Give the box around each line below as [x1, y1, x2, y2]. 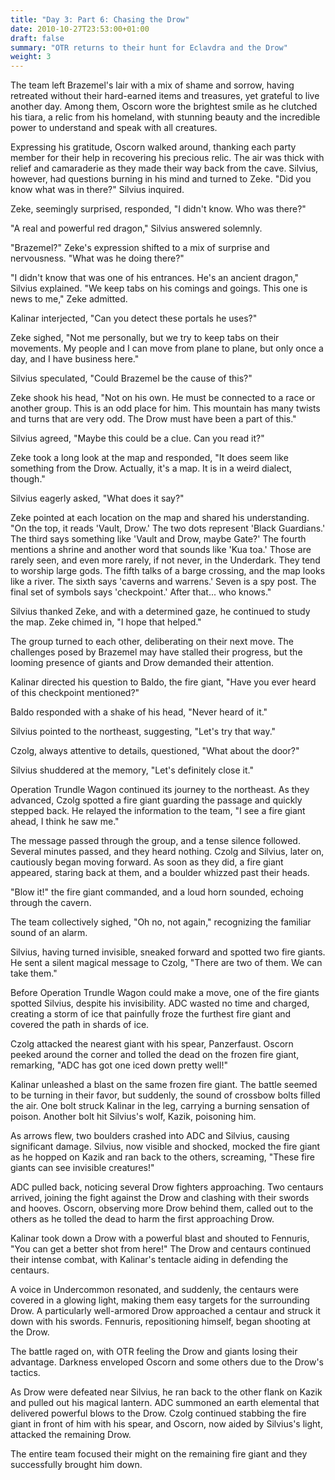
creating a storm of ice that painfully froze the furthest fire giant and [10, 1008, 292, 1020]
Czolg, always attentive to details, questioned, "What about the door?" [10, 745, 300, 757]
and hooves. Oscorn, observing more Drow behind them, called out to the [10, 1202, 314, 1215]
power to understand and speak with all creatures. [10, 122, 218, 134]
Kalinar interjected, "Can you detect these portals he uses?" [10, 312, 258, 325]
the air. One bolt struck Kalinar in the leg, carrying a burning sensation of [10, 1100, 310, 1112]
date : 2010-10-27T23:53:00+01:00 [10, 24, 150, 34]
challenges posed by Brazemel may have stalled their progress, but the [10, 646, 303, 658]
